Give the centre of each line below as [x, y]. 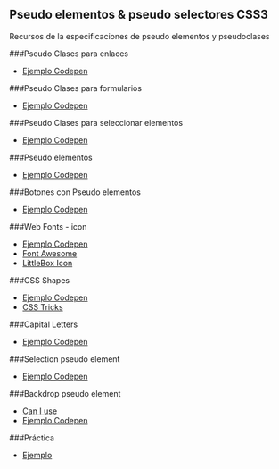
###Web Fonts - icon [48, 226]
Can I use [40, 411]
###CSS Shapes [39, 280]
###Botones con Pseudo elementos [75, 192]
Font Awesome [49, 253]
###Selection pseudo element [65, 359]
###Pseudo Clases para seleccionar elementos [96, 122]
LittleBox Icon [47, 263]
